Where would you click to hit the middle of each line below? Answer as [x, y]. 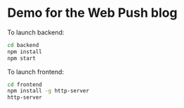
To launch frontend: [36, 72]
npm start [22, 58]
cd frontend [25, 85]
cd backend [23, 45]
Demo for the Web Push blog [92, 13]
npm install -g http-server [48, 91]
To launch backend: [36, 32]
